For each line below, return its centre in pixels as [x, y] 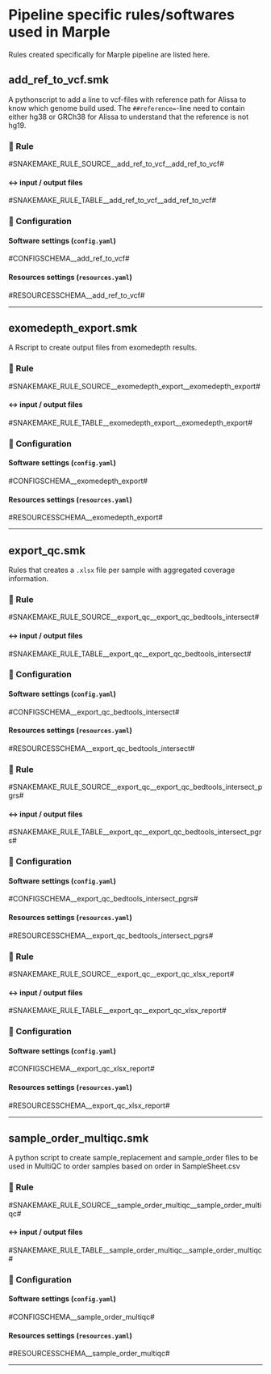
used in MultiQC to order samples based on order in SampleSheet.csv [124, 1166]
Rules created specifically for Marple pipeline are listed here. [109, 54]
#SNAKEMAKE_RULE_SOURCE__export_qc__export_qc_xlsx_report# [121, 973]
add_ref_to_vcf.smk [58, 80]
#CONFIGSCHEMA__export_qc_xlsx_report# [81, 1069]
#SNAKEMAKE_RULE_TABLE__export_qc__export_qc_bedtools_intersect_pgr [135, 832]
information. [29, 579]
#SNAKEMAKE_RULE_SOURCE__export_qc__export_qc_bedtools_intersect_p [135, 787]
